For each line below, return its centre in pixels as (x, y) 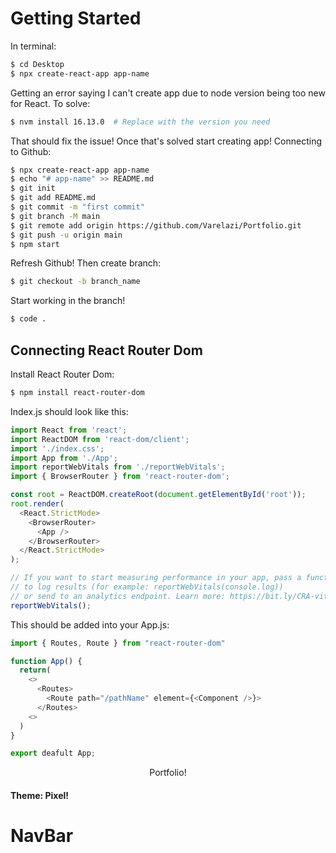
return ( (35, 670)
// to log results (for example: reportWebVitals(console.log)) (147, 587)
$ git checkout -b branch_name (75, 282)
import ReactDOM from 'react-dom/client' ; (100, 439)
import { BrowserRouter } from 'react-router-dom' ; (120, 477)
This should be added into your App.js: (90, 624)
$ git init (33, 188)
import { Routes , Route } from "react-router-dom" (118, 643)
